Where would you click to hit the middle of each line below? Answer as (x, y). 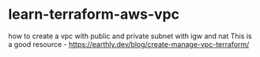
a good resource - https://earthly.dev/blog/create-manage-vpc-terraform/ (129, 44)
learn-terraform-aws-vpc (94, 14)
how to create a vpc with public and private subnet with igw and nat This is (130, 36)
